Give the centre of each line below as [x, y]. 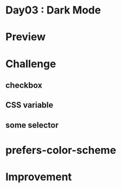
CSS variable [29, 105]
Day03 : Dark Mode [53, 10]
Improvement [39, 177]
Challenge [31, 63]
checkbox [24, 85]
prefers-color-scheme [61, 150]
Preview [26, 37]
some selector [32, 125]
